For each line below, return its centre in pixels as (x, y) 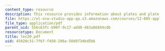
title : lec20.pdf (23, 37)
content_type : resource (29, 9)
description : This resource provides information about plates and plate (82, 14)
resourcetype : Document (29, 32)
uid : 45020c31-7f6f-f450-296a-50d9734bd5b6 (50, 41)
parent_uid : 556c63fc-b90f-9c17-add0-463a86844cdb (58, 28)
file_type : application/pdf (34, 23)
